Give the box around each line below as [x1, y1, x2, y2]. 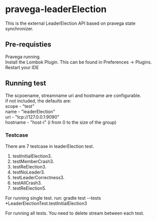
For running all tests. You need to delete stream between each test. [5, 210, 144, 216]
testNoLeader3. [12, 169, 45, 175]
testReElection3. [12, 163, 47, 170]
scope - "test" [5, 103, 35, 109]
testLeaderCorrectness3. [12, 174, 64, 180]
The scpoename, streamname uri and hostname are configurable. [5, 92, 141, 98]
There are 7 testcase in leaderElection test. [5, 143, 94, 149]
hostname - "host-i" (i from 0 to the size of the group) [5, 119, 117, 125]
